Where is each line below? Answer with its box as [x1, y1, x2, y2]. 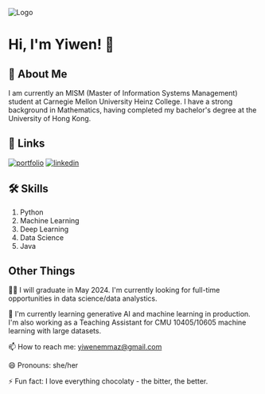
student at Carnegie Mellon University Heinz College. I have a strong [8, 97, 233, 106]
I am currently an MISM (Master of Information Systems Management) [8, 89, 238, 97]
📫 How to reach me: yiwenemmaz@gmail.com [8, 342, 162, 352]
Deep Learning [19, 224, 69, 234]
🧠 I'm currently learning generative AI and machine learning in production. [8, 309, 251, 319]
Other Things [8, 264, 76, 278]
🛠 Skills [8, 182, 49, 195]
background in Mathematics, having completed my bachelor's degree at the [8, 105, 257, 115]
